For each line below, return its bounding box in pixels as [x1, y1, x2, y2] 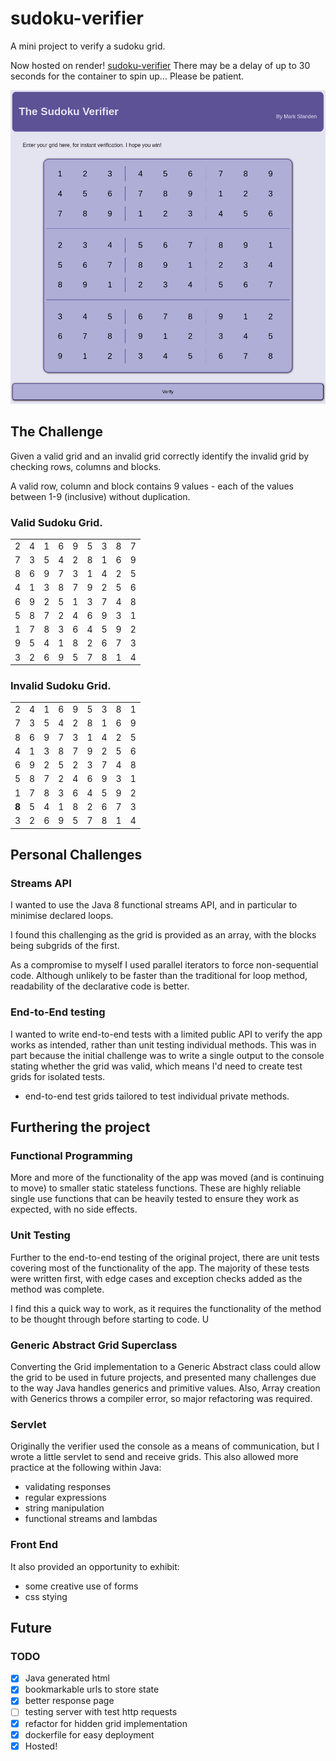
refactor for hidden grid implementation [24, 1717, 188, 1729]
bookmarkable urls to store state [24, 1683, 160, 1696]
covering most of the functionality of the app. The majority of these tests [10, 1262, 310, 1274]
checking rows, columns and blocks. [10, 460, 162, 472]
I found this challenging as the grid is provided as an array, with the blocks [10, 929, 317, 941]
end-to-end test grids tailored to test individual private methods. [24, 1090, 290, 1102]
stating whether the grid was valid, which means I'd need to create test [10, 1060, 303, 1072]
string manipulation [24, 1502, 105, 1514]
